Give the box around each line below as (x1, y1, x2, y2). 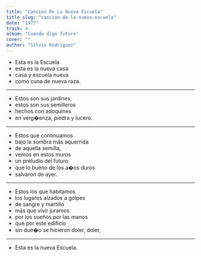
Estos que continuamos (14, 132, 73, 139)
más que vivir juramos (14, 207, 70, 214)
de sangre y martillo (14, 200, 65, 208)
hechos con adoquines (14, 107, 72, 114)
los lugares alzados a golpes (14, 194, 86, 201)
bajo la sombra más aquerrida (14, 138, 89, 145)
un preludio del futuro (14, 157, 69, 164)
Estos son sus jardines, (14, 95, 72, 102)
